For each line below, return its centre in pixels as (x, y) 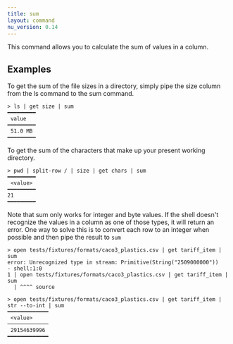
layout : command (31, 20)
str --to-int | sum (36, 306)
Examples (29, 69)
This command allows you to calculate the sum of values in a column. (108, 47)
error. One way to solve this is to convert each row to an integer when (108, 230)
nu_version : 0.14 (33, 27)
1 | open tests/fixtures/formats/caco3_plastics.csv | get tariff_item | (118, 275)
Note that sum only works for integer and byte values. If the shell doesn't (113, 215)
